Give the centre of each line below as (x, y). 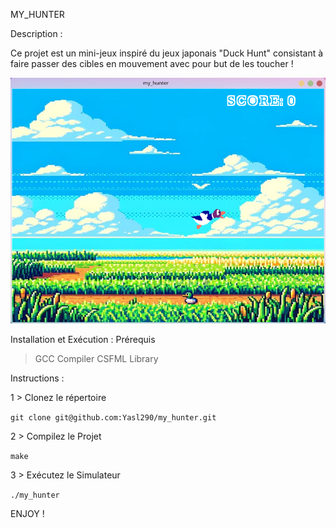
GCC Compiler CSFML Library (96, 359)
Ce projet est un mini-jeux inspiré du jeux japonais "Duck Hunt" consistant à (167, 53)
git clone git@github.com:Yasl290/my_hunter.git (113, 418)
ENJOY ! (27, 514)
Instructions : (37, 378)
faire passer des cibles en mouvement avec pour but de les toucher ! (152, 63)
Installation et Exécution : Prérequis (83, 340)
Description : (36, 33)
